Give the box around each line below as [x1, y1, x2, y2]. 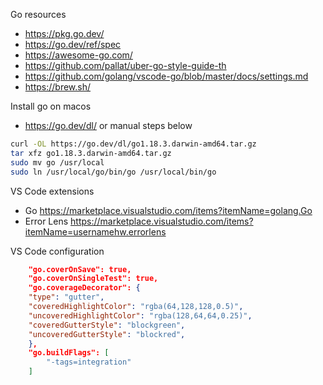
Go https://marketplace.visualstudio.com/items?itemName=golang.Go [24, 204, 313, 216]
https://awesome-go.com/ [24, 49, 133, 61]
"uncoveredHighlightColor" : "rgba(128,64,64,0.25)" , [28, 310, 253, 321]
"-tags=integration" [46, 357, 132, 368]
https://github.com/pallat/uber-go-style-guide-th [24, 60, 227, 71]
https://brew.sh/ [24, 81, 92, 93]
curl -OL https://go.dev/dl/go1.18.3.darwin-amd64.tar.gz [10, 139, 257, 149]
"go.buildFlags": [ [28, 348, 110, 358]
